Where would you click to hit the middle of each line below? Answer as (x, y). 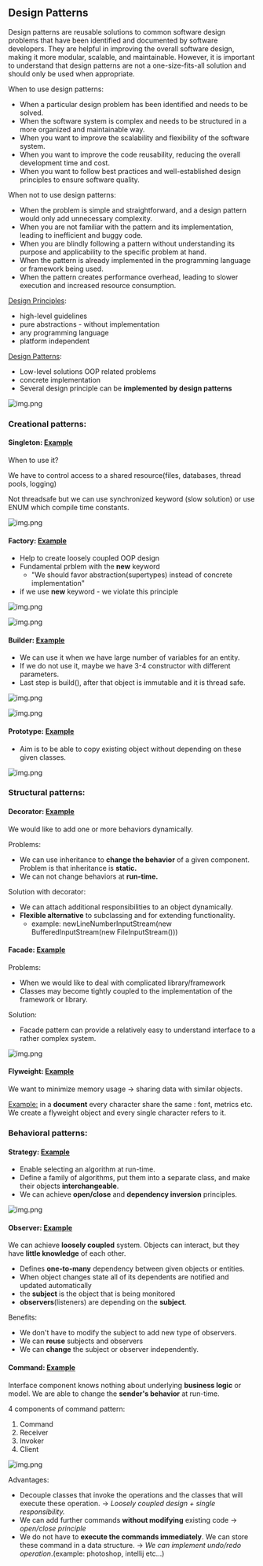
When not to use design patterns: (62, 194)
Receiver (34, 1432)
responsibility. (42, 1512)
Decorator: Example (41, 812)
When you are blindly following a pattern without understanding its (127, 243)
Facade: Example (37, 950)
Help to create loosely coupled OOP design (89, 558)
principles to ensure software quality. (79, 180)
